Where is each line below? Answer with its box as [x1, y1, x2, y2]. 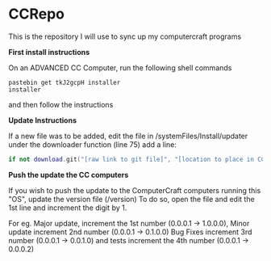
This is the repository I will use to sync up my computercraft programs [8, 32, 242, 41]
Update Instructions [8, 115, 77, 125]
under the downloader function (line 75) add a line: [8, 139, 177, 149]
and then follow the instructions [8, 99, 114, 109]
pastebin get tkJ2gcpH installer [8, 78, 121, 86]
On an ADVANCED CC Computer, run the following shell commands [8, 62, 232, 73]
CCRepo [8, 5, 65, 23]
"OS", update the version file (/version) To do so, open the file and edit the [8, 194, 256, 204]
